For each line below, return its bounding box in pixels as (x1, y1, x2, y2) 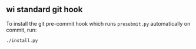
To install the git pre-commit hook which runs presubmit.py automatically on (6, 20, 191, 27)
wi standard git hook (6, 5, 83, 15)
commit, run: (6, 26, 37, 33)
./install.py (6, 37, 38, 43)
